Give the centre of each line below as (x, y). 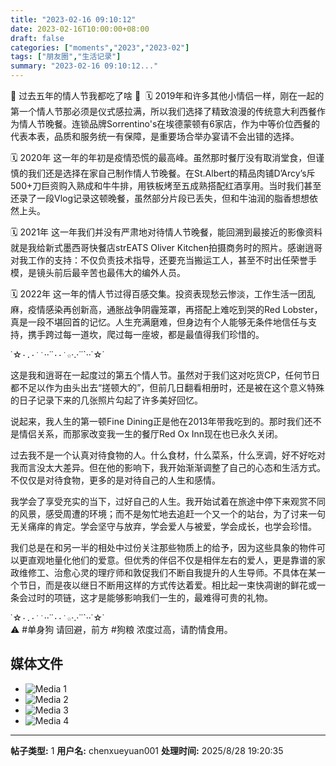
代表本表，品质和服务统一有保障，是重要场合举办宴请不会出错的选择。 (155, 136)
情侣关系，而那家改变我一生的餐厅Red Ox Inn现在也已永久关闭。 (151, 434)
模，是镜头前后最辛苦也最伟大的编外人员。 (98, 272)
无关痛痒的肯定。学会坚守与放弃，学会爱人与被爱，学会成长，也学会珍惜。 (163, 526)
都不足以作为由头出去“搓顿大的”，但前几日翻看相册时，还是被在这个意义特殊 (167, 387)
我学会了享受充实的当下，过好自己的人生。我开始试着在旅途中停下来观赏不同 (168, 501)
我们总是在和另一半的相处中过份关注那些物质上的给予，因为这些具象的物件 (163, 547)
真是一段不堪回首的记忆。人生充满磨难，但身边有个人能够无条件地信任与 (159, 322)
